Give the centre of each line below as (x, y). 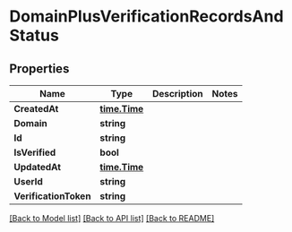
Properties (39, 69)
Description (177, 94)
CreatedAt (36, 109)
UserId (28, 181)
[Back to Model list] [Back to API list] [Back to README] (112, 218)
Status (34, 35)
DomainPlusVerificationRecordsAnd (146, 17)
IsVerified (35, 152)
